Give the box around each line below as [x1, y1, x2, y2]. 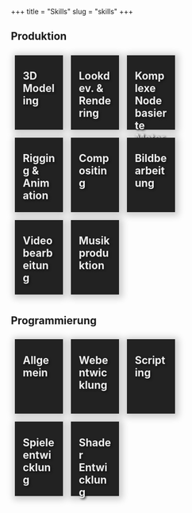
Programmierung [10, 314, 97, 327]
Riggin [22, 152, 56, 165]
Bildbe [134, 152, 167, 165]
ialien [134, 144, 163, 157]
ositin [78, 164, 107, 178]
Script [134, 353, 166, 367]
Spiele [22, 436, 55, 449]
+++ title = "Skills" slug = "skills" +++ [10, 7, 134, 16]
